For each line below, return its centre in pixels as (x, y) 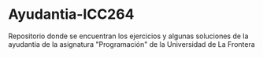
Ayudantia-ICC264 (71, 14)
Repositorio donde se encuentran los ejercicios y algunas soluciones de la (128, 36)
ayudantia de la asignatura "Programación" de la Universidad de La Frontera (132, 44)
